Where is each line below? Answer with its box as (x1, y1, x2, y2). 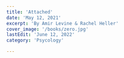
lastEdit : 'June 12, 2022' (6, 32, 75, 38)
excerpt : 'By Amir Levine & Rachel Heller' (6, 20, 119, 26)
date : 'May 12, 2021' (6, 15, 62, 21)
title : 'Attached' (6, 9, 53, 15)
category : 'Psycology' (6, 37, 64, 43)
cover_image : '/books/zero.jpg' (6, 26, 89, 32)
